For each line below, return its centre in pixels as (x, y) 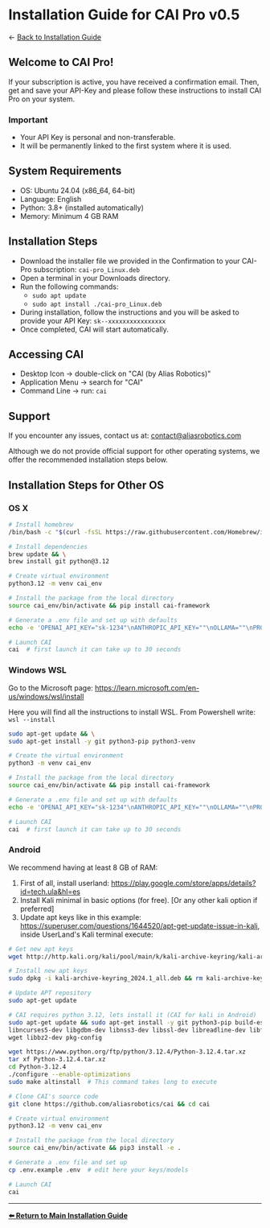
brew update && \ (37, 554)
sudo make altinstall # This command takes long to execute (113, 1082)
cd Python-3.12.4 (37, 1067)
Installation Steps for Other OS (86, 485)
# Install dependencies (48, 546)
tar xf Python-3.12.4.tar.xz (57, 1060)
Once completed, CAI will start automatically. (94, 329)
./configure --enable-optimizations (70, 1075)
